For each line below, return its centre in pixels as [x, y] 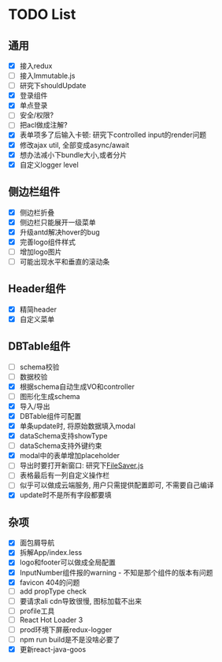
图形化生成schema [50, 396]
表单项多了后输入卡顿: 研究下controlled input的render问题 [113, 135]
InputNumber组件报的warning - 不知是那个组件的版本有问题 [116, 572]
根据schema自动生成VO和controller [77, 386]
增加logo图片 [41, 251]
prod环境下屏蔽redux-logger [66, 629]
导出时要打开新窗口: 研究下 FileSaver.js [81, 465]
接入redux [36, 66]
